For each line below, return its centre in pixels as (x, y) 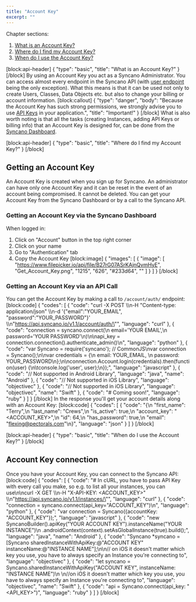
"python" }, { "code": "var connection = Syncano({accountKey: (82, 511)
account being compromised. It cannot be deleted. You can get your (88, 194)
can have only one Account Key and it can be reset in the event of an (89, 188)
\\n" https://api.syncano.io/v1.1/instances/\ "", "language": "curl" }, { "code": (96, 499)
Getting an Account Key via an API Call (62, 286)
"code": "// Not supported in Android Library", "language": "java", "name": (95, 374)
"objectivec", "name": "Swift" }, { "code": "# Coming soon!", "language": (93, 392)
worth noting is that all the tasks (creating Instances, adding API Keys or (93, 119)
